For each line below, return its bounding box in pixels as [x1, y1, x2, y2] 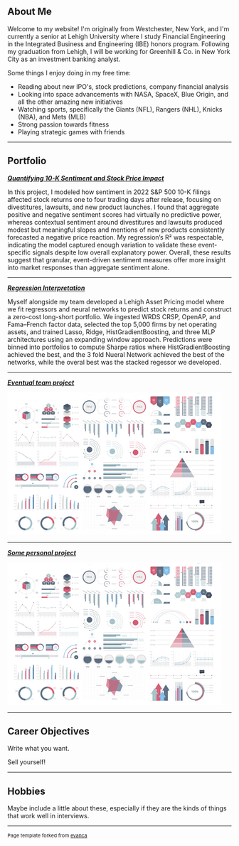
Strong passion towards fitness [17, 120, 110, 129]
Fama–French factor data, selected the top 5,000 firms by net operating [7, 320, 217, 328]
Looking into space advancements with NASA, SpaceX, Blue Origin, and [17, 90, 229, 98]
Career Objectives [7, 725, 90, 738]
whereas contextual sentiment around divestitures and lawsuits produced [7, 218, 223, 226]
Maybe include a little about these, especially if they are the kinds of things [7, 804, 227, 813]
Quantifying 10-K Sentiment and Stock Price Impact [7, 173, 164, 182]
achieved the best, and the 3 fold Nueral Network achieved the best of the [7, 350, 225, 358]
